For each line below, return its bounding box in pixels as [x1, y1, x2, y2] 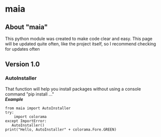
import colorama [14, 114, 47, 119]
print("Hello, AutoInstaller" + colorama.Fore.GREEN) [5, 127, 117, 132]
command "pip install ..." [5, 91, 55, 97]
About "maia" [5, 23, 48, 31]
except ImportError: [5, 118, 47, 123]
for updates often [5, 46, 40, 52]
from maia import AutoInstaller [5, 106, 71, 111]
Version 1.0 [5, 60, 40, 69]
